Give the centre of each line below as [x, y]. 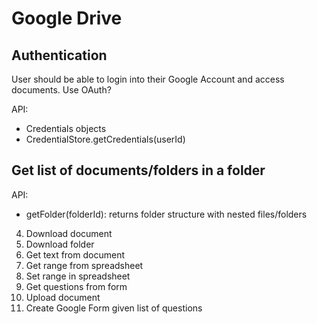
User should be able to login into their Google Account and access [148, 79]
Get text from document [75, 254]
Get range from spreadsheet [84, 265]
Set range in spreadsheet [78, 276]
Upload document [63, 297]
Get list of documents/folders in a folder [138, 170]
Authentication [59, 55]
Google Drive [67, 18]
